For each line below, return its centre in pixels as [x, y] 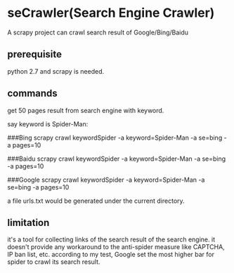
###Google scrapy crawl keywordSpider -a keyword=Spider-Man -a [106, 180]
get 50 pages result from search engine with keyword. [86, 110]
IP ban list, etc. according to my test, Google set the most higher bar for [111, 255]
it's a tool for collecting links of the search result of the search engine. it [111, 239]
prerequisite [34, 54]
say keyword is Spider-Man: [48, 124]
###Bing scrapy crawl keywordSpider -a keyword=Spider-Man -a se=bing [115, 138]
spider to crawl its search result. [54, 262]
